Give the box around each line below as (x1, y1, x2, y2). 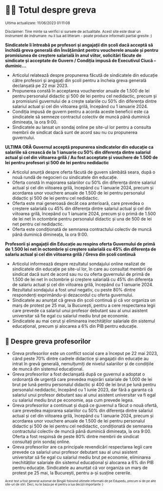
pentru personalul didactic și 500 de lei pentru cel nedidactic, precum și (12, 93, 157, 99)
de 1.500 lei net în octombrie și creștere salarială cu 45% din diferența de (5, 246, 156, 252)
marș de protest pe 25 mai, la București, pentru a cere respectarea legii (12, 302, 156, 308)
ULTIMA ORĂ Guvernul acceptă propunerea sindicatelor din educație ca (5, 144, 154, 150)
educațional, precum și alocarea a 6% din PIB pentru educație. (12, 323, 138, 329)
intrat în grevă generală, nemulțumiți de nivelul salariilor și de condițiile (12, 360, 154, 366)
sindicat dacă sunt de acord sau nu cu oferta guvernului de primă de (12, 271, 150, 277)
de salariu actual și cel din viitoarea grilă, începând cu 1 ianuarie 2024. (12, 281, 154, 288)
